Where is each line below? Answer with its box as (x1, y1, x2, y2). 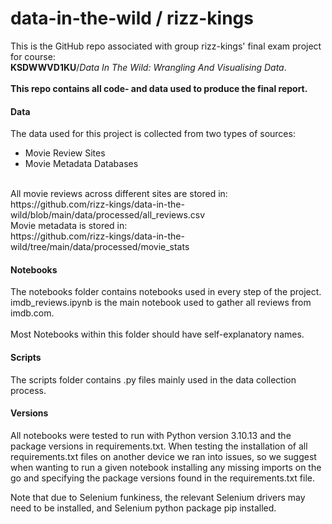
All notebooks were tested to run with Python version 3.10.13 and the (10, 429, 292, 441)
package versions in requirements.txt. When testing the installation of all (10, 440, 308, 452)
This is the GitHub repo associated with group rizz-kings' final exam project (10, 40, 322, 52)
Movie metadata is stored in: (10, 220, 128, 232)
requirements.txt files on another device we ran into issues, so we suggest (10, 450, 317, 462)
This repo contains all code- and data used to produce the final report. (10, 82, 308, 94)
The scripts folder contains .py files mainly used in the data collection (10, 373, 297, 386)
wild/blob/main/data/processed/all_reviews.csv (10, 209, 206, 221)
